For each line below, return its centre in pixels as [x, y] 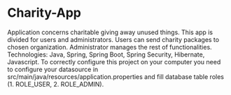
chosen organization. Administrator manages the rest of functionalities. [110, 47]
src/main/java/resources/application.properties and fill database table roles [115, 76]
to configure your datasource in [53, 69]
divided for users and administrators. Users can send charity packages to [113, 39]
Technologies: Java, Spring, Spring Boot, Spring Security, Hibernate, [106, 54]
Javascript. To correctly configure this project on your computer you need [114, 61]
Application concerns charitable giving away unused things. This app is [110, 32]
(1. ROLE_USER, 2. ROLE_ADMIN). [56, 84]
